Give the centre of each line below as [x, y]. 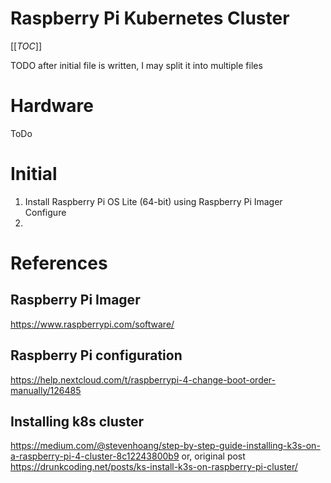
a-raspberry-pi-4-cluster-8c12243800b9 [95, 456]
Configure [45, 212]
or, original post [213, 456]
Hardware [52, 106]
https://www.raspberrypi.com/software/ [92, 324]
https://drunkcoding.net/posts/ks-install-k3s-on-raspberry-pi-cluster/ [154, 467]
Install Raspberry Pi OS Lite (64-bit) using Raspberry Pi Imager [153, 201]
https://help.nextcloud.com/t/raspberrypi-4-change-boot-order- [143, 379]
